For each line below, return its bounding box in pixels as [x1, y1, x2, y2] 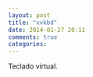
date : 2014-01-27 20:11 [8, 26, 86, 33]
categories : [8, 40, 47, 48]
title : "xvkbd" [8, 19, 58, 26]
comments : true [8, 33, 58, 41]
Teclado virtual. [8, 61, 59, 71]
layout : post [8, 11, 51, 19]
